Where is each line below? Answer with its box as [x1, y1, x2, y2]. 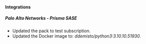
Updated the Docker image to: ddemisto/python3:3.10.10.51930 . [12, 33, 142, 39]
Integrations [5, 4, 31, 10]
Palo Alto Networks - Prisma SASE [5, 15, 77, 21]
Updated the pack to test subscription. [12, 28, 91, 34]
